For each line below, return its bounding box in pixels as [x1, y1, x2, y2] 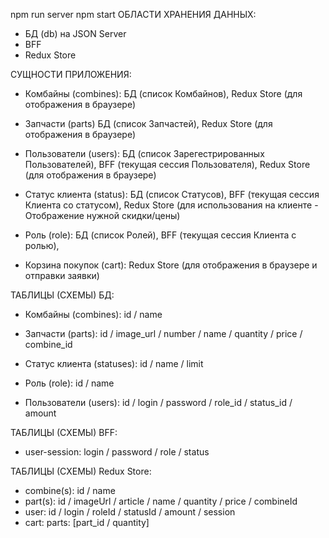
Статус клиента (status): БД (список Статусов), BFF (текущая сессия [24, 189, 320, 200]
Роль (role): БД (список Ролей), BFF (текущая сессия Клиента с [24, 229, 297, 241]
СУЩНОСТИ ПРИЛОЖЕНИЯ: [10, 69, 132, 80]
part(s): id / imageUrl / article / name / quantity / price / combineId [24, 495, 298, 507]
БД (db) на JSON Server [24, 28, 127, 39]
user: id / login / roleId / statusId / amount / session [24, 506, 236, 518]
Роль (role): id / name [24, 377, 115, 389]
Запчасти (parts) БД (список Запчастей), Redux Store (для [24, 118, 273, 129]
